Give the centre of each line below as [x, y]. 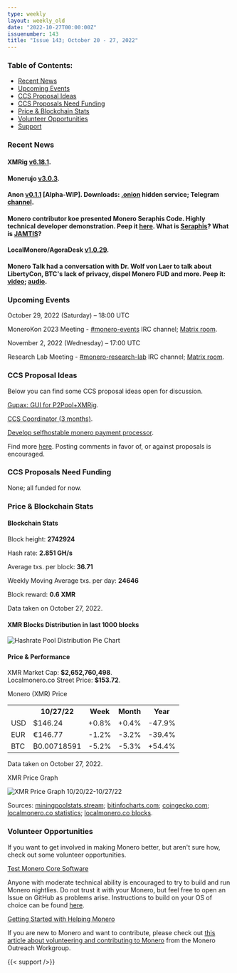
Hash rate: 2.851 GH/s [40, 553]
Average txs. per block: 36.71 [51, 566]
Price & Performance [39, 656]
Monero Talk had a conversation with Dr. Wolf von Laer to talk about [110, 266]
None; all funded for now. [44, 488]
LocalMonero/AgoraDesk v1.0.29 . [58, 250]
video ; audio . [27, 281]
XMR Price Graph [33, 778]
